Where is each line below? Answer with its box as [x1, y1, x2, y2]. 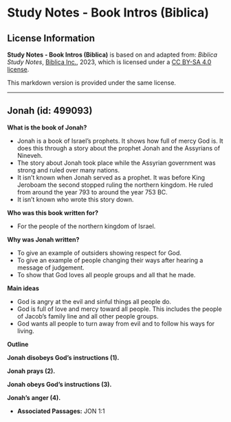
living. [16, 326, 34, 335]
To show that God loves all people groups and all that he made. [16, 270, 196, 279]
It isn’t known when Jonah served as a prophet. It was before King [16, 173, 205, 181]
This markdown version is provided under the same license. [7, 79, 177, 87]
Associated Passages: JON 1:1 [16, 407, 105, 415]
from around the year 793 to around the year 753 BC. [16, 188, 168, 196]
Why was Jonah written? [7, 235, 80, 243]
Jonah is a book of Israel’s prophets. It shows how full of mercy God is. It [16, 137, 223, 145]
